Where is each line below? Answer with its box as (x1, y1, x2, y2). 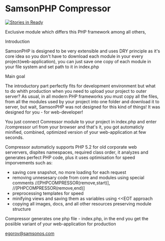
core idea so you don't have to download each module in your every (5, 53, 144, 59)
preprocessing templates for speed (12, 190, 84, 196)
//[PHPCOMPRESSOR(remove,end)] (12, 185, 85, 191)
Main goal (5, 73, 26, 79)
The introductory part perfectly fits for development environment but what (5, 82, 156, 89)
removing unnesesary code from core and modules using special (12, 174, 144, 180)
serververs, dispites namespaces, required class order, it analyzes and (5, 149, 149, 155)
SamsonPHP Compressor (5, 3, 111, 14)
